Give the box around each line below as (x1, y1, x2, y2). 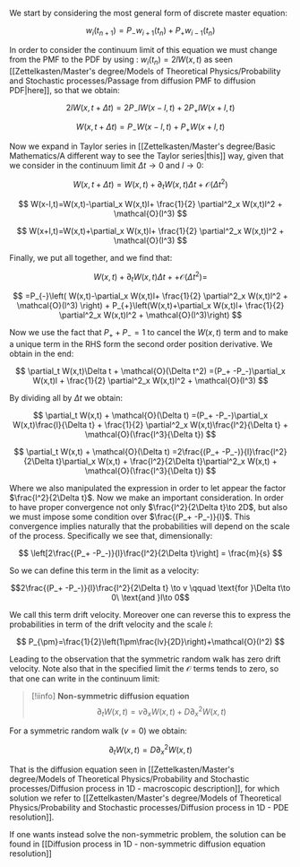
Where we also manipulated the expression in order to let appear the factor (9, 482, 287, 493)
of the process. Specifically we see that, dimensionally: (9, 530, 213, 541)
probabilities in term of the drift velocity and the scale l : (9, 619, 213, 629)
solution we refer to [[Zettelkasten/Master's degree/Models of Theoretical (9, 793, 282, 803)
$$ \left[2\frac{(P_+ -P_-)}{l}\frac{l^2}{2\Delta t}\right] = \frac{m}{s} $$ (18, 547, 283, 559)
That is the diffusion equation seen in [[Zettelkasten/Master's (9, 764, 235, 775)
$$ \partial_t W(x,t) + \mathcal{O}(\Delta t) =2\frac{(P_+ (13, 446, 220, 456)
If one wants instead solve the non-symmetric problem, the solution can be (9, 828, 287, 839)
